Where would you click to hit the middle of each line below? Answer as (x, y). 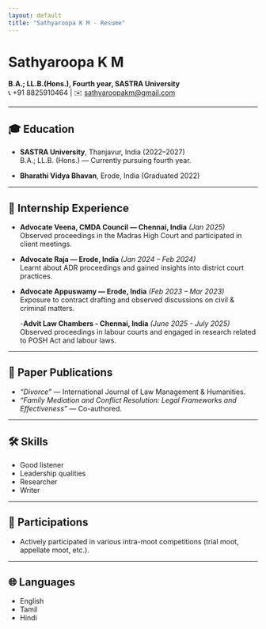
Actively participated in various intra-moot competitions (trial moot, (129, 541)
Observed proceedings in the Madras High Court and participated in (131, 236)
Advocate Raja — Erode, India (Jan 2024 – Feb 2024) (108, 260)
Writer (30, 490)
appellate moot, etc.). (54, 550)
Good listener (42, 464)
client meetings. (46, 244)
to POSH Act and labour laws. (68, 340)
